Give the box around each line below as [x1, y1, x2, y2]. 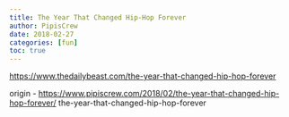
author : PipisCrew [9, 21, 78, 30]
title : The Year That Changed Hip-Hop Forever [9, 13, 187, 22]
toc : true [9, 46, 47, 55]
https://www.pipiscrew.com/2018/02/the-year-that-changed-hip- [38, 88, 280, 99]
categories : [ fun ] [9, 38, 78, 47]
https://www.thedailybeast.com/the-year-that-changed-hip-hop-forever [9, 71, 276, 81]
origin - [9, 88, 37, 99]
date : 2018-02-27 [9, 29, 74, 38]
